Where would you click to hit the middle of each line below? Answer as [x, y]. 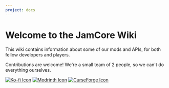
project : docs [20, 10]
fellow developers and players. [38, 54]
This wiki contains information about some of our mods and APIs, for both [83, 49]
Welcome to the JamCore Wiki [71, 35]
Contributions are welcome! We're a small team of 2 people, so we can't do [85, 65]
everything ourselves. [28, 70]
